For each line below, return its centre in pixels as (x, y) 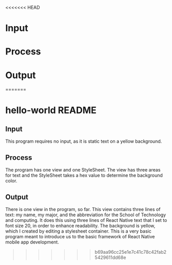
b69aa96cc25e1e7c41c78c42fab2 (131, 252)
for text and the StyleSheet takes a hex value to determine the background (84, 175)
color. (11, 181)
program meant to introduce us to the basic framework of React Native (80, 236)
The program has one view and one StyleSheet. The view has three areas (83, 170)
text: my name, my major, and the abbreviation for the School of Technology (86, 215)
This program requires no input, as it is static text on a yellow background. (84, 141)
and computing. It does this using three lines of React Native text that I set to (86, 220)
